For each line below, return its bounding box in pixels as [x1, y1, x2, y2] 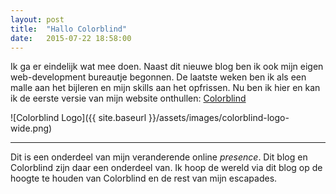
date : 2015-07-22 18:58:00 [10, 33, 132, 43]
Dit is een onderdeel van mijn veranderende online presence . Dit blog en [10, 151, 308, 163]
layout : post [10, 14, 65, 25]
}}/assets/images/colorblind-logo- [148, 112, 290, 124]
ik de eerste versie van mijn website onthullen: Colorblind [10, 92, 247, 105]
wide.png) [10, 122, 53, 135]
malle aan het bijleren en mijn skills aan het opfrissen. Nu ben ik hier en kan [10, 82, 321, 94]
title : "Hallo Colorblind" [10, 24, 128, 34]
